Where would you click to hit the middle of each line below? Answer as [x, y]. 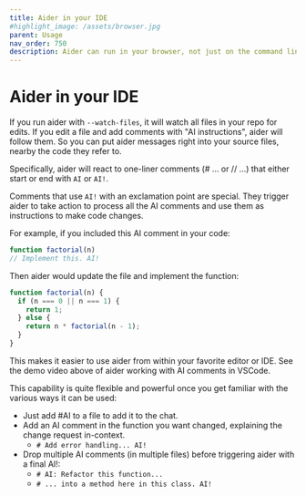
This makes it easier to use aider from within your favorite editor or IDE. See [151, 360]
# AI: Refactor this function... [100, 474]
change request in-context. [74, 435]
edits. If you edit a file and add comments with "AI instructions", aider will [147, 132]
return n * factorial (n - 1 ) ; [83, 326]
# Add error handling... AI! [92, 445]
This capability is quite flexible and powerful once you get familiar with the [149, 387]
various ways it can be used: [63, 398]
